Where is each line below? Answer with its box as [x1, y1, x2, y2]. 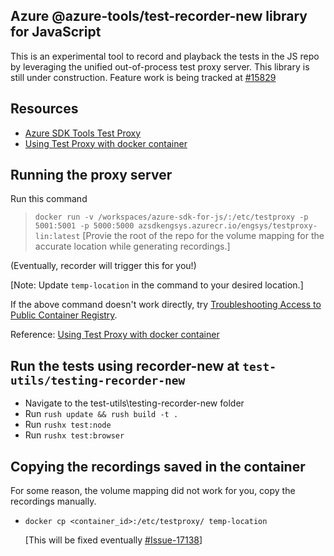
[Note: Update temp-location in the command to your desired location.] [10, 279, 304, 291]
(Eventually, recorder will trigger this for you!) [10, 260, 197, 272]
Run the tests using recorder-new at [10, 357, 240, 374]
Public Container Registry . [10, 309, 118, 321]
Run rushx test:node [24, 419, 112, 431]
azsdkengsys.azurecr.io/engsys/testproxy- [138, 221, 318, 231]
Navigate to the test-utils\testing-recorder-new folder [24, 397, 245, 409]
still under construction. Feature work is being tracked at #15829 [10, 71, 277, 83]
